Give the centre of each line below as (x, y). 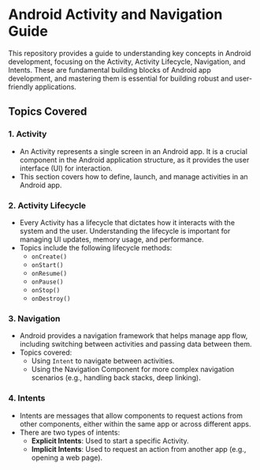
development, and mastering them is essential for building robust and (121, 78)
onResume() (49, 273)
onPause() (48, 282)
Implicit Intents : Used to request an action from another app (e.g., (139, 449)
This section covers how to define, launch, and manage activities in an (134, 176)
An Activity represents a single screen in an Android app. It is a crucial (134, 151)
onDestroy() (51, 299)
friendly (21, 86)
